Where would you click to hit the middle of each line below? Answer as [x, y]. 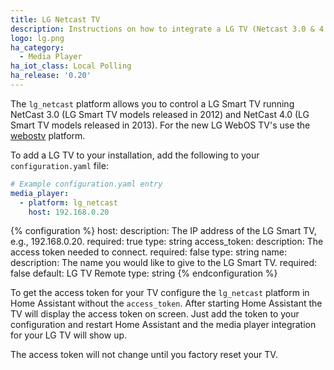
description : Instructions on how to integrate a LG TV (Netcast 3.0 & [162, 29]
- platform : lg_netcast [68, 202]
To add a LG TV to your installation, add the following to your [135, 155]
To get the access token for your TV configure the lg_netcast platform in [160, 293]
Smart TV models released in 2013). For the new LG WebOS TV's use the [160, 125]
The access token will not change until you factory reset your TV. [144, 355]
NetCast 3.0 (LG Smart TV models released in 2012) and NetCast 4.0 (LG [160, 114]
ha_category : [37, 47]
